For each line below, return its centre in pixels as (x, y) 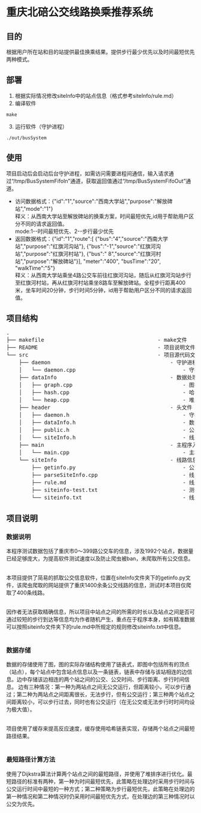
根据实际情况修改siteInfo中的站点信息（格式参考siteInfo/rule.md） (96, 95)
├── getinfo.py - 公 (113, 468)
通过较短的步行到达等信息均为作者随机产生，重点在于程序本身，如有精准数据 (100, 620)
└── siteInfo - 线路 (103, 460)
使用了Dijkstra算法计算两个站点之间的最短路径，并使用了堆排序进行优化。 (97, 774)
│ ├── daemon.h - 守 (106, 415)
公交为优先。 (22, 804)
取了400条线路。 (27, 593)
